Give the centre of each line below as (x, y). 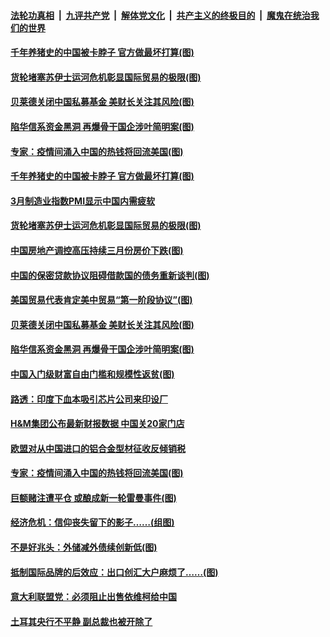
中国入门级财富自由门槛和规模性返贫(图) (92, 374)
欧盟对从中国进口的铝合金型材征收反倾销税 (98, 448)
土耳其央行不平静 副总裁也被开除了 (81, 621)
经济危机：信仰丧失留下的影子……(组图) (92, 522)
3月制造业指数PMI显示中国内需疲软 (83, 201)
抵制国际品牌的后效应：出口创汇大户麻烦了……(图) (114, 572)
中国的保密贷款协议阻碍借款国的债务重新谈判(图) (110, 275)
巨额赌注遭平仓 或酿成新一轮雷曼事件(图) (93, 497)
